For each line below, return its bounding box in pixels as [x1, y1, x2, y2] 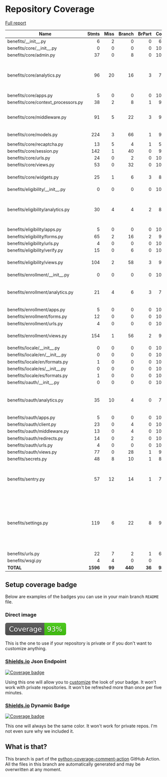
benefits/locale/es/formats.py [7, 373, 68, 379]
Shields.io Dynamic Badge [5, 702, 70, 709]
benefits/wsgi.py [7, 558, 42, 564]
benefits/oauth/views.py [7, 449, 57, 455]
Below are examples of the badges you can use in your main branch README [5, 593, 159, 599]
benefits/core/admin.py [7, 52, 56, 58]
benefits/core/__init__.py [7, 45, 57, 51]
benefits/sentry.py [7, 476, 45, 482]
